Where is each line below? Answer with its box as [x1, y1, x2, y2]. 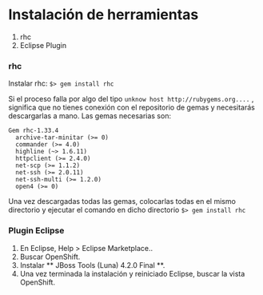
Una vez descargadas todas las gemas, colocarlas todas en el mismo [8, 197, 236, 206]
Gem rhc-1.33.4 [8, 126, 59, 135]
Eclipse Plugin [19, 40, 66, 50]
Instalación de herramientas [8, 6, 199, 24]
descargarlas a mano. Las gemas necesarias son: [8, 111, 172, 121]
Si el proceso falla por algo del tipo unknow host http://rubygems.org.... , [8, 94, 254, 104]
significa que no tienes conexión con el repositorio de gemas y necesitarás [8, 102, 256, 113]
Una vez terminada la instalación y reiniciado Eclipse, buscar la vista [19, 269, 245, 278]
